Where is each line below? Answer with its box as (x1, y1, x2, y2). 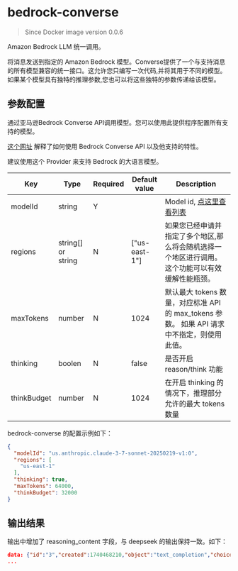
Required (93, 179, 125, 189)
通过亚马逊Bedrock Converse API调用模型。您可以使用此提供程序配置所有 (7, 118, 222, 126)
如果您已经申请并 (164, 221, 222, 231)
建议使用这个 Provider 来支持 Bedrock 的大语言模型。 (7, 157, 163, 165)
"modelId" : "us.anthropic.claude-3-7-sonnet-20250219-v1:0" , (13, 450, 198, 457)
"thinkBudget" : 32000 (13, 489, 78, 497)
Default (132, 174, 158, 184)
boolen (57, 358, 81, 368)
